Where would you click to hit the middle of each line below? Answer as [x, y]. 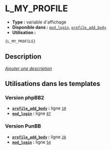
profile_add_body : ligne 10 [39, 108]
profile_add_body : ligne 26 [39, 137]
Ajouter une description [29, 68]
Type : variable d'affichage [39, 22]
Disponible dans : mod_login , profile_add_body [59, 27]
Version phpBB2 [25, 97]
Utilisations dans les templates [53, 84]
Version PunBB [23, 126]
